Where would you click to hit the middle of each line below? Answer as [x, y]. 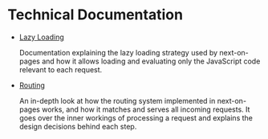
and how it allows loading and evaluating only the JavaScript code [151, 61]
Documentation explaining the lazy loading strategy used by [118, 52]
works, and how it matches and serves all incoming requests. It [146, 109]
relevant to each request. [61, 69]
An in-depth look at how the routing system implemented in [117, 100]
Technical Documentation [95, 15]
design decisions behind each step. [78, 126]
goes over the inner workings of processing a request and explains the [136, 117]
